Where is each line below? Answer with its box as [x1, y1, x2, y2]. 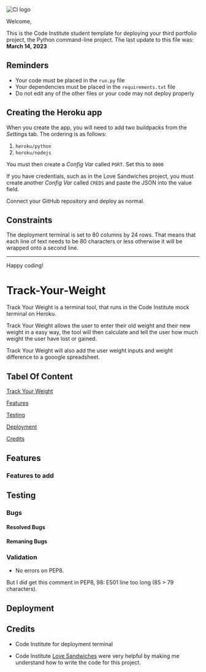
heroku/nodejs [15, 150, 51, 156]
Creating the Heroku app [6, 107, 102, 118]
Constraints [6, 215, 53, 226]
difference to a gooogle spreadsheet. [6, 353, 100, 361]
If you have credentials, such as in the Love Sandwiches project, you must [6, 172, 194, 180]
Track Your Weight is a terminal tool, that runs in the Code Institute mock [6, 304, 190, 311]
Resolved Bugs [6, 524, 46, 531]
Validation [6, 552, 38, 561]
